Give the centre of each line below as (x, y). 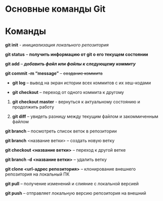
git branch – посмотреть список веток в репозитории (61, 131)
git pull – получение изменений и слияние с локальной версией (72, 184)
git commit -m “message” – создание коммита (54, 73)
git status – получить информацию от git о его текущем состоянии (77, 54)
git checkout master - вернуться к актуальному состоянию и (76, 102)
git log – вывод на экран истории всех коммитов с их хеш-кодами (81, 83)
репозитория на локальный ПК (37, 174)
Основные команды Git (55, 9)
